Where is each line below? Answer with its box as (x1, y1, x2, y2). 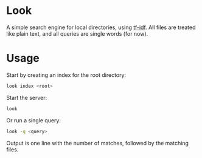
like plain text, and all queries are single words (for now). (6, 30, 148, 37)
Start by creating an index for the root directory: (6, 71, 127, 79)
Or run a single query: (6, 116, 61, 124)
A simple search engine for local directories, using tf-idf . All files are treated (6, 24, 196, 31)
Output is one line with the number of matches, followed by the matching (6, 139, 189, 146)
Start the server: (6, 94, 47, 101)
